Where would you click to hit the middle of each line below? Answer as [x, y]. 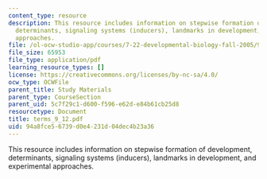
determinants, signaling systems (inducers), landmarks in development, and [132, 158]
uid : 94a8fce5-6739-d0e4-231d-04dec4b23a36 [81, 126]
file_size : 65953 [37, 53]
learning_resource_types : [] [56, 68]
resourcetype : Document [48, 112]
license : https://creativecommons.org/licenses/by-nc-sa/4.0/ [113, 75]
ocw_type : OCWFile [39, 82]
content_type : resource [48, 16]
